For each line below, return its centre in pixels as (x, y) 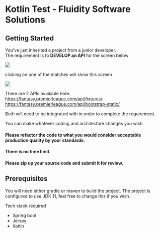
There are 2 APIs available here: (38, 94)
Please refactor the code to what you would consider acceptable (73, 135)
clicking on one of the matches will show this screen (59, 74)
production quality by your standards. (45, 140)
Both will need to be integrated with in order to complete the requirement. (80, 114)
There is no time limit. (28, 152)
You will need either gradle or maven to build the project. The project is (78, 191)
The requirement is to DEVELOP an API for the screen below (67, 55)
